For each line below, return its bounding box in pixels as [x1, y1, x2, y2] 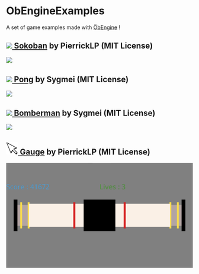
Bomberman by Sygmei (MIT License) [14, 108, 156, 118]
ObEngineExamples [6, 4, 105, 18]
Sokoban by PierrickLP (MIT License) [14, 41, 153, 51]
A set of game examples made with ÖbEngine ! [6, 24, 120, 31]
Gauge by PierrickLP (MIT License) [20, 147, 150, 157]
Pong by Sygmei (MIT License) [14, 75, 129, 85]
